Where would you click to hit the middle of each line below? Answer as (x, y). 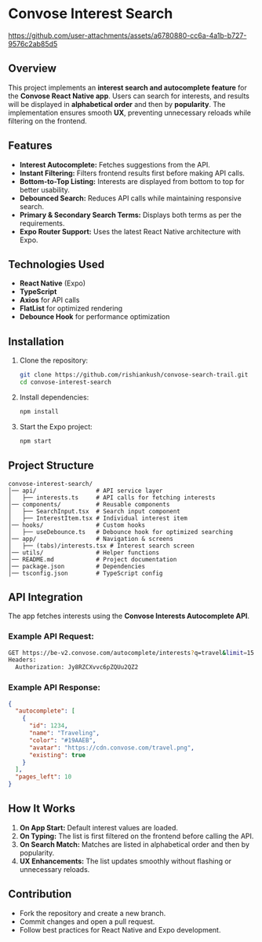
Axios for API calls (49, 300)
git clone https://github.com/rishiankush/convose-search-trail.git (134, 375)
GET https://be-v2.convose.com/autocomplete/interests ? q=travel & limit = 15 (131, 653)
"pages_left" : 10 (44, 777)
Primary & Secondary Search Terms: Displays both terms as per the (130, 215)
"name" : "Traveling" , (64, 733)
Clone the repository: (54, 361)
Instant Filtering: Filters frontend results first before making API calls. (132, 173)
